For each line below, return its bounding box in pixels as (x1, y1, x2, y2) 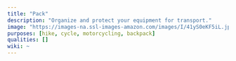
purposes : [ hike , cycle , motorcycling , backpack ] (7, 29, 156, 37)
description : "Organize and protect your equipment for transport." (7, 17, 212, 24)
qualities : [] (7, 36, 49, 43)
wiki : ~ (7, 43, 30, 50)
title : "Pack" (7, 10, 49, 18)
